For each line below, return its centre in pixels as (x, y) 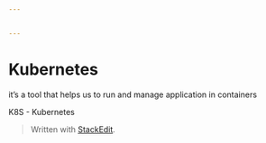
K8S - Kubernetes (42, 112)
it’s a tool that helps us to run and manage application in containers (133, 94)
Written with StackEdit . (73, 129)
